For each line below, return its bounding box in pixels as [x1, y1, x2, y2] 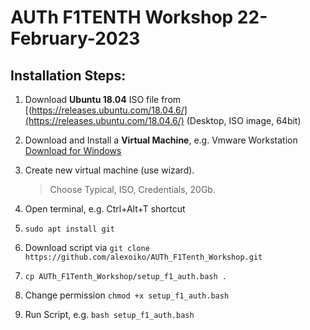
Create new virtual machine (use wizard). [24, 164, 195, 176]
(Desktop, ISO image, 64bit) [186, 115, 302, 126]
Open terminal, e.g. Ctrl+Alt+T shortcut [24, 203, 186, 215]
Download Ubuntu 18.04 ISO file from [24, 94, 182, 105]
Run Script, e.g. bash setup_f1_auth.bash [24, 309, 195, 320]
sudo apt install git [24, 224, 115, 234]
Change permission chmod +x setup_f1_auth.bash [24, 289, 230, 301]
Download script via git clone [24, 242, 150, 253]
